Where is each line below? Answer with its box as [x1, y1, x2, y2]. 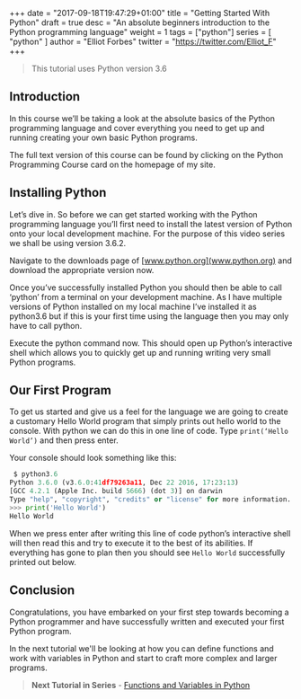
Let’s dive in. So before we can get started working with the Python [9, 208, 258, 219]
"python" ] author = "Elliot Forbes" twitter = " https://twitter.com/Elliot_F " [9, 36, 277, 47]
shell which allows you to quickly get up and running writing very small [9, 347, 271, 358]
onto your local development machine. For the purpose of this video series [9, 228, 286, 239]
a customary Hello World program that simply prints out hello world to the [9, 416, 281, 427]
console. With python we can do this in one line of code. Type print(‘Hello [9, 426, 289, 437]
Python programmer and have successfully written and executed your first [9, 615, 285, 627]
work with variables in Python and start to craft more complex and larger [9, 652, 278, 663]
